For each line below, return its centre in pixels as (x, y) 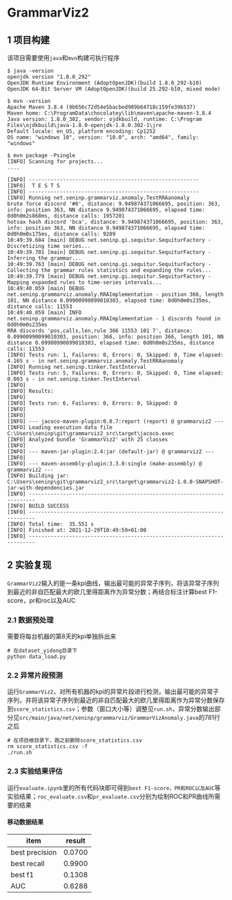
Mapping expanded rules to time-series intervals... (85, 283)
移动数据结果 (25, 822)
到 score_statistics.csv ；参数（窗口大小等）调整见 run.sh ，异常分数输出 (111, 709)
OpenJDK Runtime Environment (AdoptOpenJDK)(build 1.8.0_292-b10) (105, 83)
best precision (34, 852)
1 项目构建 (29, 40)
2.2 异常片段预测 (35, 676)
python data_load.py (37, 657)
